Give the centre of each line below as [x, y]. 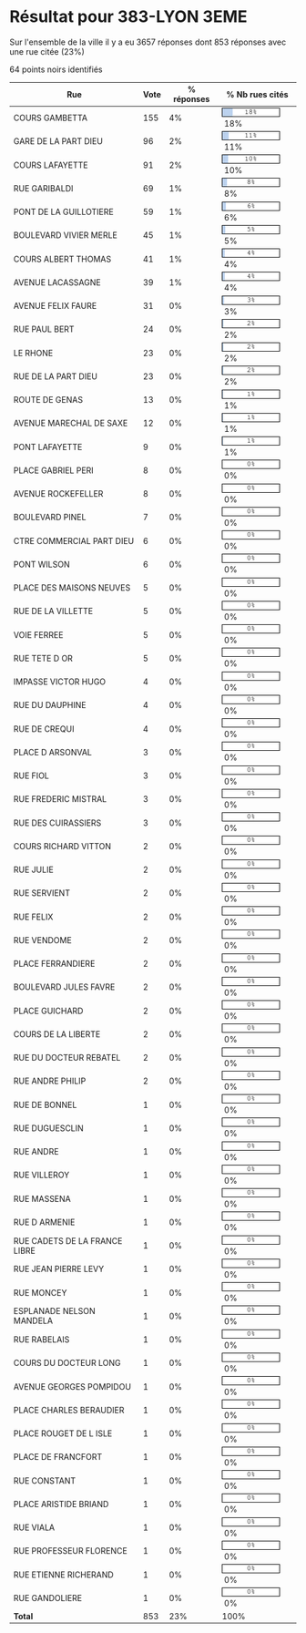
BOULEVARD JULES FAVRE [64, 987]
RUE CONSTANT [45, 1480]
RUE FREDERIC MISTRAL [60, 799]
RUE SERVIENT [42, 893]
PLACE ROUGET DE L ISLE [63, 1433]
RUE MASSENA [42, 1198]
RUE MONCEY [40, 1292]
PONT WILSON [41, 564]
